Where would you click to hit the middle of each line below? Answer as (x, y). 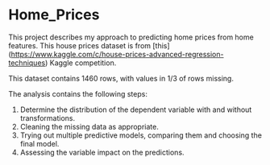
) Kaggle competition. (81, 63)
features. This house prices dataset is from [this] (89, 45)
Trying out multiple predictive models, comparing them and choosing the (141, 135)
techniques (27, 63)
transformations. (48, 118)
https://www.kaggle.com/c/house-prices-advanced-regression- (117, 54)
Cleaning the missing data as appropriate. (89, 126)
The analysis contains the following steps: (78, 93)
